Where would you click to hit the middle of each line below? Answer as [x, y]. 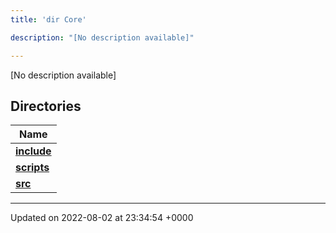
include [33, 151]
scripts [32, 168]
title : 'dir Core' [48, 19]
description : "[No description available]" [102, 37]
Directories [46, 106]
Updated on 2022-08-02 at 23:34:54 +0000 [102, 218]
